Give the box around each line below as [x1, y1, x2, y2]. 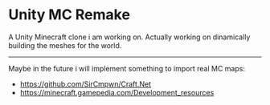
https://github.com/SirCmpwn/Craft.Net [19, 79, 151, 89]
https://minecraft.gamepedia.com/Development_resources [19, 87, 215, 97]
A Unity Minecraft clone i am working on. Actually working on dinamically [8, 32, 251, 42]
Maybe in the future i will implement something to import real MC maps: [8, 63, 245, 73]
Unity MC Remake [8, 6, 131, 24]
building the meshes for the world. [8, 40, 122, 50]
